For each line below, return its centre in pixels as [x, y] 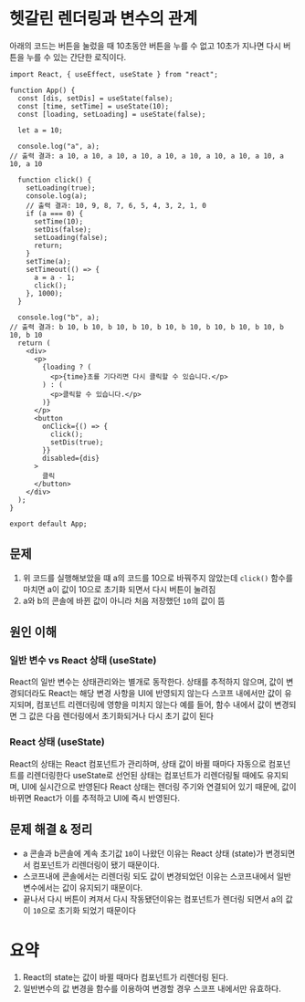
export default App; [49, 524]
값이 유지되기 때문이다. [103, 887]
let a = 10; [41, 130]
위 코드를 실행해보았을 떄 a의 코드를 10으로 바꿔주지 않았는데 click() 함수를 [158, 578]
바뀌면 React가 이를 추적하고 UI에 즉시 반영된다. [95, 798]
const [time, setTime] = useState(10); [94, 106]
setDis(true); [77, 442]
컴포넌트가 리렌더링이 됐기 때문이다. [96, 864]
